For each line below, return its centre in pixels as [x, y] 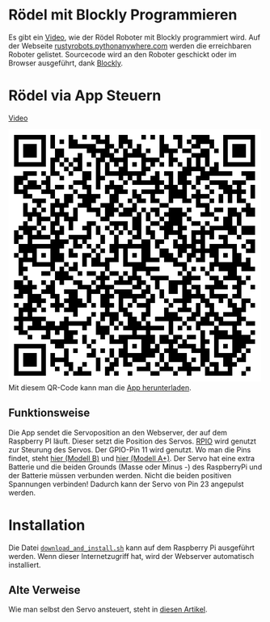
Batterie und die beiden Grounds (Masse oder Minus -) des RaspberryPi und [135, 467]
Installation [47, 525]
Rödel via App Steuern [85, 96]
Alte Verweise [44, 590]
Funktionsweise [49, 413]
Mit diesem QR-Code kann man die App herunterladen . [100, 387]
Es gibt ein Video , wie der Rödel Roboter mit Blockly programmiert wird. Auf [135, 37]
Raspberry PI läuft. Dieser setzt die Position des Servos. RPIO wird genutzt [133, 441]
